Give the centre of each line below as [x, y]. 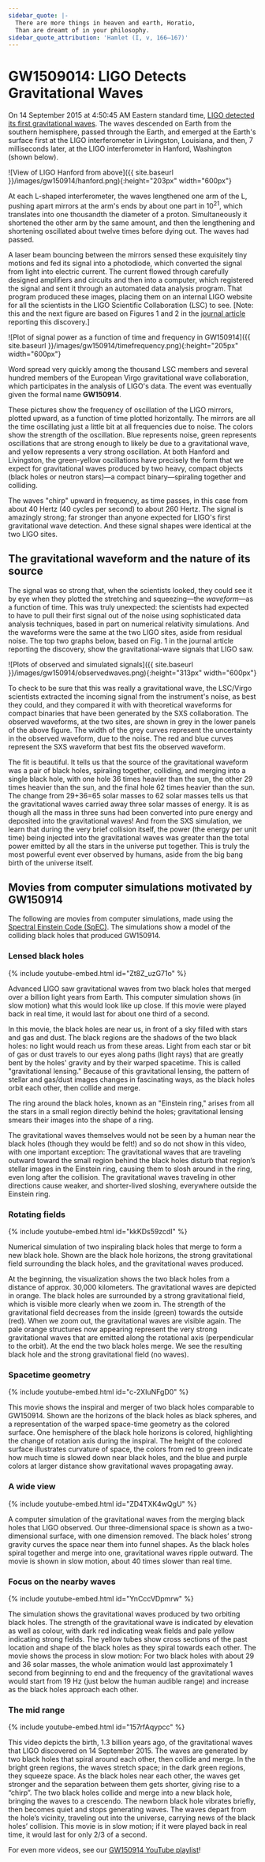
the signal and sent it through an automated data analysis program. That [125, 288]
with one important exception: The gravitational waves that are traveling [125, 1152]
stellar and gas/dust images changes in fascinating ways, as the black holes [131, 1079]
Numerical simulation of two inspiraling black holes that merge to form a [125, 1247]
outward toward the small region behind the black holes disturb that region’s [132, 1160]
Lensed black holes [46, 956]
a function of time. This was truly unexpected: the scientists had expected [129, 607]
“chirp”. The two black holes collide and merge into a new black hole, [120, 1793]
